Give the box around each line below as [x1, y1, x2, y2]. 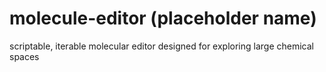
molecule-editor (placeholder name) [9, 7, 317, 30]
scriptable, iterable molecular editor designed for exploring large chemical [9, 40, 314, 52]
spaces [9, 50, 40, 62]
